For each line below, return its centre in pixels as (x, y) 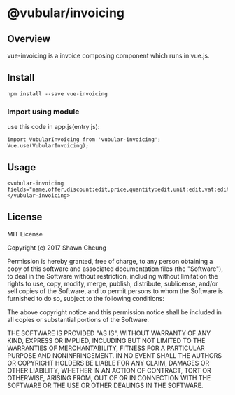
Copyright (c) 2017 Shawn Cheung (57, 248)
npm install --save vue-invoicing (58, 94)
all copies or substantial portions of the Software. (78, 319)
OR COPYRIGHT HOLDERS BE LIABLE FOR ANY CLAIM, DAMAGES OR (108, 363)
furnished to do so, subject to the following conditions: (86, 298)
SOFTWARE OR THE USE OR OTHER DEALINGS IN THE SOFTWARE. (105, 385)
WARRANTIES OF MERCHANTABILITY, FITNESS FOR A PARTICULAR (106, 348)
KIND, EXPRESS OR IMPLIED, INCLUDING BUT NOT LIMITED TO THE (106, 340)
